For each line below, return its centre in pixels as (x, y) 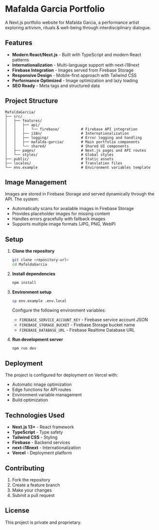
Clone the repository (33, 251)
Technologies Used (35, 415)
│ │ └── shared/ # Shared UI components (67, 146)
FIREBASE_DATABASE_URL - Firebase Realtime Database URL (77, 330)
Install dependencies (34, 274)
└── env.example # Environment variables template (78, 167)
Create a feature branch (36, 485)
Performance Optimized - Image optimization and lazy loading (75, 80)
